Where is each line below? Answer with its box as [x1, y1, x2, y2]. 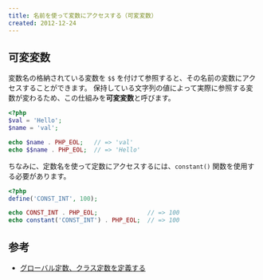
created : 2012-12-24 [8, 19, 77, 27]
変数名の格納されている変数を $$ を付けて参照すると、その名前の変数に [8, 73, 243, 83]
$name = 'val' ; [8, 124, 59, 132]
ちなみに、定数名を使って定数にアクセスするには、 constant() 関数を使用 [8, 161, 248, 171]
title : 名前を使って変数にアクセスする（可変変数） [8, 11, 158, 20]
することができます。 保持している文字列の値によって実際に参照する [22, 83, 246, 93]
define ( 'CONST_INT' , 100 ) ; [8, 195, 98, 203]
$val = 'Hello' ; [8, 116, 62, 124]
